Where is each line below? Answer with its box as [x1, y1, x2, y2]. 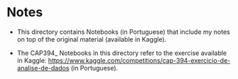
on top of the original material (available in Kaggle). [16, 35, 167, 43]
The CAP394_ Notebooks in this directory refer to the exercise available [16, 49, 227, 57]
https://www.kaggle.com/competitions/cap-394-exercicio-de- [48, 56, 231, 64]
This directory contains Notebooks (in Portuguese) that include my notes [16, 28, 230, 36]
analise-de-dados [16, 63, 70, 72]
